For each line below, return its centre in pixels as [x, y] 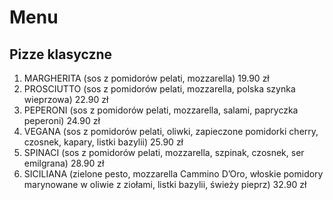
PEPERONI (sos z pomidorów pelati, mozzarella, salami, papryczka [161, 110]
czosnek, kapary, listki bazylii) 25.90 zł [103, 142]
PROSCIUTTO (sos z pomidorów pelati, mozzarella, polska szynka [159, 89]
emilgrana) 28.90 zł [64, 163]
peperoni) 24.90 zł [62, 120]
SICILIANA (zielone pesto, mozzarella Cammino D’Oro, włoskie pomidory [173, 174]
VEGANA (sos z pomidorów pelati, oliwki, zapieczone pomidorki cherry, [171, 131]
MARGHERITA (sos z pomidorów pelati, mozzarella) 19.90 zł [146, 78]
